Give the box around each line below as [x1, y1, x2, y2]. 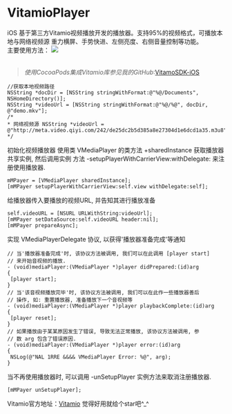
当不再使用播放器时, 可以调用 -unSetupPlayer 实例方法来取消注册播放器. [7, 372, 212, 381]
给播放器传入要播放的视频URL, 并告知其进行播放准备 [7, 196, 156, 204]
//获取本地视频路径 [7, 83, 55, 90]
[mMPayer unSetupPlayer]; [7, 386, 81, 393]
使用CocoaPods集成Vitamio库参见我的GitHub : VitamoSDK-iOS [23, 68, 200, 76]
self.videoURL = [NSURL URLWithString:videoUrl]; [7, 210, 153, 217]
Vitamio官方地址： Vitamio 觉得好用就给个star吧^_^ [7, 399, 150, 408]
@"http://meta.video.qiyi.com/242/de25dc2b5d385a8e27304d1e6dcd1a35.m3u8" [7, 127, 227, 134]
